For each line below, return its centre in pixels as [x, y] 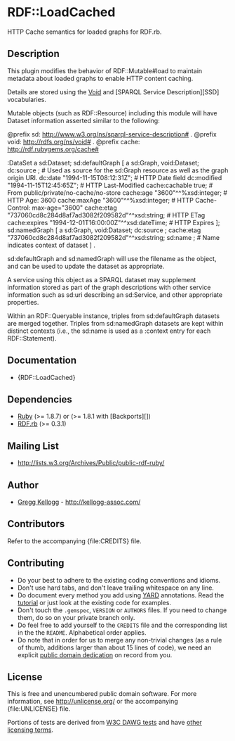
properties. [23, 302]
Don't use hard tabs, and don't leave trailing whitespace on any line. [115, 588]
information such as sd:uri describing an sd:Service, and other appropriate [115, 294]
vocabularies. [27, 99]
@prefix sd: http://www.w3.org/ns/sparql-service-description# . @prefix [112, 134]
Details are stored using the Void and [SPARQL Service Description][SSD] [113, 91]
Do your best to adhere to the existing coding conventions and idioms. [119, 580]
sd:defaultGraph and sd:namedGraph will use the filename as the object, [112, 258]
